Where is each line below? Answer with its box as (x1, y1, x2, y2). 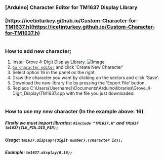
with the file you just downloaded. (66, 90, 135, 96)
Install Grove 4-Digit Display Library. (12, 59, 86, 65)
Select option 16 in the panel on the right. (12, 70, 96, 76)
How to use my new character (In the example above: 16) (5, 108, 144, 115)
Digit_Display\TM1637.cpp (12, 90, 65, 96)
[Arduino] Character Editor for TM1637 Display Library (5, 4, 138, 11)
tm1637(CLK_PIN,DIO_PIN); (5, 125, 58, 130)
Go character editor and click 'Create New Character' (12, 64, 123, 70)
